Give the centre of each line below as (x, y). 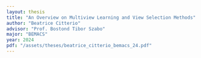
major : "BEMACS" (27, 34)
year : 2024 (20, 40)
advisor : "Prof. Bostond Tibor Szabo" (56, 29)
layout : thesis (26, 12)
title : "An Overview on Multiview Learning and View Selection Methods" (101, 18)
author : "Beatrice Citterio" (44, 23)
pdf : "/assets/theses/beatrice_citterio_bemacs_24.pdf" (79, 46)
